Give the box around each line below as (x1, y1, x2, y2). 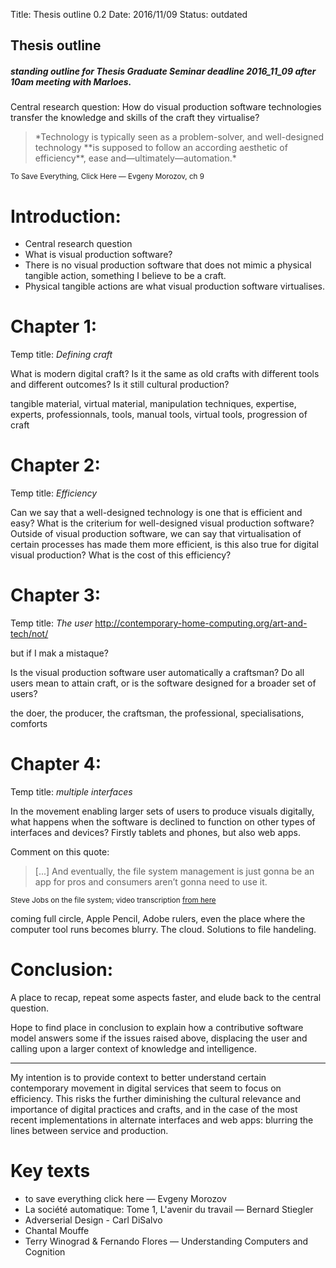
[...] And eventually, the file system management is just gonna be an (34, 865, 315, 878)
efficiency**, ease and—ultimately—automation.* (34, 152, 237, 164)
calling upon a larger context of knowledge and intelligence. (10, 1042, 258, 1054)
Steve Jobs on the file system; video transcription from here (10, 895, 217, 906)
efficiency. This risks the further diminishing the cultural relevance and (10, 1092, 302, 1104)
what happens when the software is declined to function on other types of (10, 816, 316, 828)
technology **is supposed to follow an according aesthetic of (34, 142, 288, 154)
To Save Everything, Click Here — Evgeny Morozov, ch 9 (10, 172, 205, 182)
